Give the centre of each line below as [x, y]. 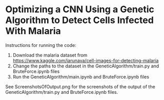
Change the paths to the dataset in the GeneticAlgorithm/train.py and [86, 66]
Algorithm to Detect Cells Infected [80, 20]
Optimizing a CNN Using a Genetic [80, 9]
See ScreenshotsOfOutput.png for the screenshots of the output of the [80, 86]
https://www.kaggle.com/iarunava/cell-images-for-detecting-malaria [86, 60]
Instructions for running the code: [41, 45]
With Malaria [33, 31]
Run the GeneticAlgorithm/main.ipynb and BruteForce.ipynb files [81, 77]
